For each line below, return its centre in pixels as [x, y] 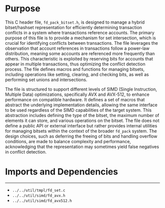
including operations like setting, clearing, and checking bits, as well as [77, 74]
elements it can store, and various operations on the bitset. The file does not [82, 120]
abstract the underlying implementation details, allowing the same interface [81, 105]
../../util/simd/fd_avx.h [39, 195]
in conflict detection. [26, 152]
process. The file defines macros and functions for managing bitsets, [75, 69]
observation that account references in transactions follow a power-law [77, 48]
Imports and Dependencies [62, 172]
